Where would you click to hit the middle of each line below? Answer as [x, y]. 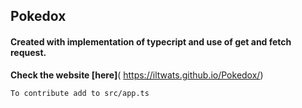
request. [28, 52]
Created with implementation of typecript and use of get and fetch [151, 41]
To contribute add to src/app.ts [80, 93]
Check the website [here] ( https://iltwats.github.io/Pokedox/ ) [137, 75]
